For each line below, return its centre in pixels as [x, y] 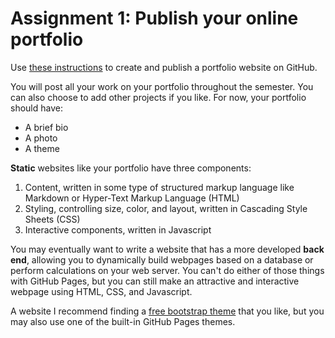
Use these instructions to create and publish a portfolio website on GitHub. [164, 67]
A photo [41, 138]
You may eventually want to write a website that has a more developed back [167, 249]
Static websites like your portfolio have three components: [131, 168]
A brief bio [46, 127]
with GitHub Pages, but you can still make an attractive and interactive [155, 281]
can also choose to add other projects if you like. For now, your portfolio [158, 97]
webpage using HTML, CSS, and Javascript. [101, 291]
